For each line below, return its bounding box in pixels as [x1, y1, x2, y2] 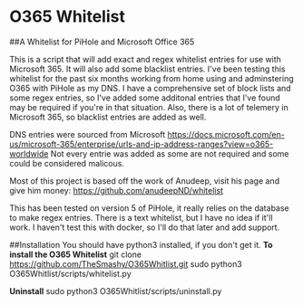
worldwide [9, 148, 49, 159]
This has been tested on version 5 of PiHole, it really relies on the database [9, 202, 290, 214]
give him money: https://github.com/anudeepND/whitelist [9, 185, 224, 195]
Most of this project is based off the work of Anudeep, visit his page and [9, 175, 279, 186]
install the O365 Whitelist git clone [9, 249, 142, 260]
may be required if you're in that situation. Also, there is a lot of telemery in [9, 101, 288, 112]
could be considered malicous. [9, 157, 125, 168]
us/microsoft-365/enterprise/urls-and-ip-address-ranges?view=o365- [9, 138, 274, 149]
